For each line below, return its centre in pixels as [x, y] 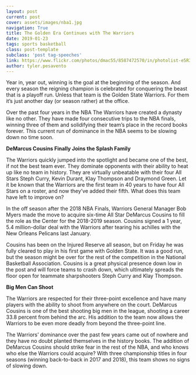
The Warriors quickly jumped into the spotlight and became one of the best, [97, 160]
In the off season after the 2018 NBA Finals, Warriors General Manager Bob [96, 209]
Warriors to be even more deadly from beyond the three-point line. [86, 324]
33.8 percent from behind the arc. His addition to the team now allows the [94, 317]
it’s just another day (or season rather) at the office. [68, 101]
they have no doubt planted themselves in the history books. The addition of [98, 341]
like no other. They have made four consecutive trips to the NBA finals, [91, 119]
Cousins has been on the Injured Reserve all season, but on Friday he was [95, 245]
